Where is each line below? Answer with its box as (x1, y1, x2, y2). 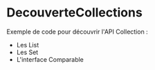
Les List (16, 40, 39, 49)
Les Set (16, 48, 39, 56)
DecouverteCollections (6, 5, 143, 21)
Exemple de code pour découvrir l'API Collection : (6, 27, 148, 36)
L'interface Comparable (16, 55, 84, 63)
